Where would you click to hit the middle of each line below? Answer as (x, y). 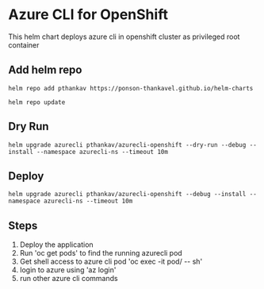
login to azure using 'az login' (68, 270)
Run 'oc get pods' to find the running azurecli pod (101, 253)
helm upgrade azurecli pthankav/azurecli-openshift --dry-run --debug (127, 144)
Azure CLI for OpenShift (88, 15)
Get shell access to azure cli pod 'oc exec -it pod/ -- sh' (111, 262)
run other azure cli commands (69, 279)
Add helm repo (45, 70)
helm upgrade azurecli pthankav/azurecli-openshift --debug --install (127, 195)
